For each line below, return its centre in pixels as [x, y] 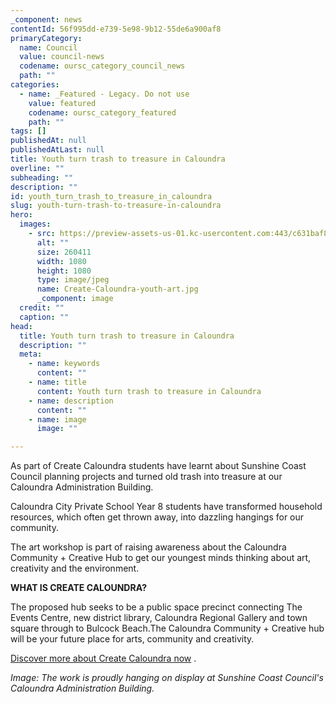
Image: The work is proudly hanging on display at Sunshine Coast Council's [167, 678]
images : [35, 224]
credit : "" [42, 308]
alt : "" [53, 242]
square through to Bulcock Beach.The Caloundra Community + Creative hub [167, 628]
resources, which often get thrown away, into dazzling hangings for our [157, 517]
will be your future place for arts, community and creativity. [132, 639]
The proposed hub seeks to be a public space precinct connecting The [156, 607]
